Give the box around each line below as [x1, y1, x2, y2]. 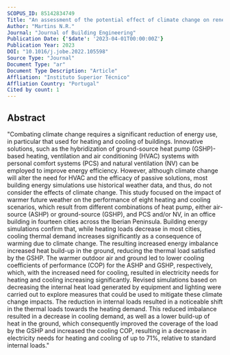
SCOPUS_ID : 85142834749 [7, 10, 75, 17]
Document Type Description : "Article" [7, 67, 118, 74]
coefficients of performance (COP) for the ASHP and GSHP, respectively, [7, 261, 214, 269]
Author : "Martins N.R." [7, 23, 75, 29]
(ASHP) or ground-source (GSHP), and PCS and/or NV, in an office [28, 210, 216, 218]
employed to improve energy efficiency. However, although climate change [7, 166, 218, 175]
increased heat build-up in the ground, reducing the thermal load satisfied [7, 246, 216, 254]
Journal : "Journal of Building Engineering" [7, 29, 136, 36]
